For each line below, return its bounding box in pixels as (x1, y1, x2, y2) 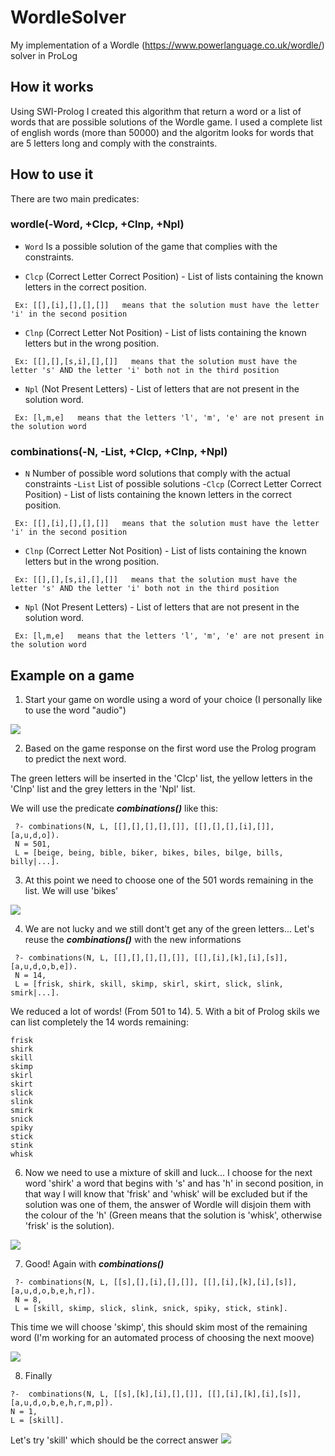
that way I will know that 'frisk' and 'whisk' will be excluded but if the (24, 1187, 308, 1200)
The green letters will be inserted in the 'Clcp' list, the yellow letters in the (10, 772, 313, 784)
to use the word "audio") (24, 704, 127, 716)
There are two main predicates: (10, 192, 140, 205)
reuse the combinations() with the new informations (24, 933, 242, 945)
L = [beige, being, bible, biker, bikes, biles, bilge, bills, (14, 847, 284, 858)
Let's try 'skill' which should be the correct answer (10, 1434, 219, 1446)
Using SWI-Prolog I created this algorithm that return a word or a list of (10, 105, 302, 117)
